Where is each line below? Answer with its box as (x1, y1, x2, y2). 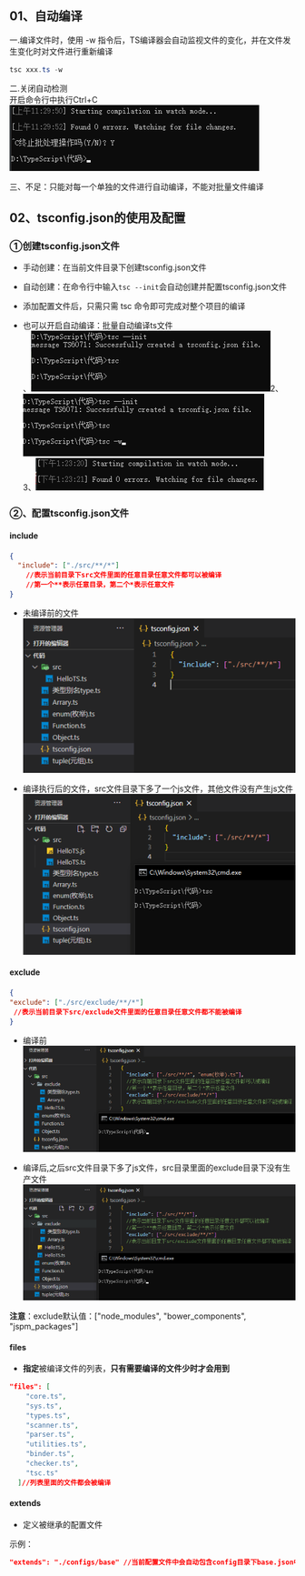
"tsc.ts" (25, 1468, 59, 1478)
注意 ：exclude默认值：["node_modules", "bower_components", (9, 1310, 247, 1321)
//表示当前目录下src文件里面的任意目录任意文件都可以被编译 (25, 571, 222, 580)
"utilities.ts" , (25, 1440, 88, 1449)
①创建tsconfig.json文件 (9, 240, 120, 252)
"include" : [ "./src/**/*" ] (17, 561, 120, 570)
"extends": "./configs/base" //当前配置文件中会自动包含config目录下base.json (9, 1558, 294, 1567)
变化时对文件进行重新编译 (16, 45, 113, 56)
